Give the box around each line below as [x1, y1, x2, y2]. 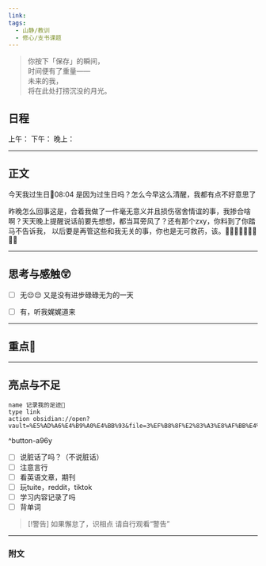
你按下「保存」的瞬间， [27, 56, 104, 66]
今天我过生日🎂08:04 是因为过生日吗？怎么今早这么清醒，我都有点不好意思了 [8, 189, 256, 199]
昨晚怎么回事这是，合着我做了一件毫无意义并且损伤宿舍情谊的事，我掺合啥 [8, 206, 251, 216]
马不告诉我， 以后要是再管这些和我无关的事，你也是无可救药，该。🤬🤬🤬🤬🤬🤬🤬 [8, 226, 257, 235]
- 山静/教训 [15, 26, 50, 34]
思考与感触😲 [8, 267, 71, 281]
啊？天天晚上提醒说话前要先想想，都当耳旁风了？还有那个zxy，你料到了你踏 [8, 216, 256, 226]
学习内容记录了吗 [19, 492, 76, 502]
